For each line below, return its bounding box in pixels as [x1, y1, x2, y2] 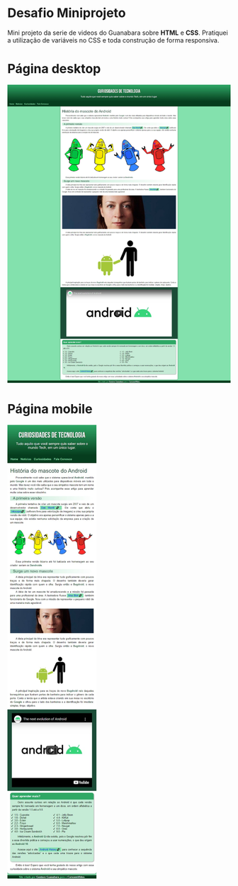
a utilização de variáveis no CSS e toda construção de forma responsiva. [7, 35, 220, 44]
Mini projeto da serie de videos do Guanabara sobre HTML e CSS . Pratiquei [7, 28, 228, 37]
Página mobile [7, 400, 93, 417]
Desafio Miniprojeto [7, 5, 126, 21]
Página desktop [7, 61, 101, 77]
